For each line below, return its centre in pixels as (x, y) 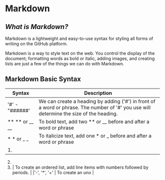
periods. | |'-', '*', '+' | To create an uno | (53, 172)
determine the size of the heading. (78, 114)
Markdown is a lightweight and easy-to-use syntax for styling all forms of (79, 38)
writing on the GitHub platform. (36, 44)
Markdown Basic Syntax (43, 79)
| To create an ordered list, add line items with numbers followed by (80, 167)
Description (98, 93)
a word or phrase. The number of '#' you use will (95, 107)
